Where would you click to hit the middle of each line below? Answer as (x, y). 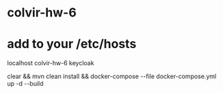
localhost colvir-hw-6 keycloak (51, 63)
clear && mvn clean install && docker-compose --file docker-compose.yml (112, 76)
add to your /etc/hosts (72, 44)
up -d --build (25, 84)
